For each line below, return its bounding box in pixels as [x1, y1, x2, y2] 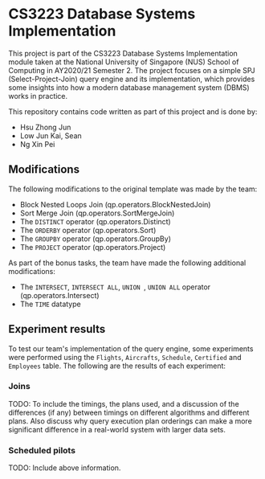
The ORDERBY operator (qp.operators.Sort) [19, 225, 157, 235]
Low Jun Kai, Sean [19, 130, 82, 141]
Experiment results [8, 322, 106, 336]
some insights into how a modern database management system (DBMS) [8, 82, 251, 92]
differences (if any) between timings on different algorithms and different [8, 407, 250, 417]
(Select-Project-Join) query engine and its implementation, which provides [8, 74, 255, 84]
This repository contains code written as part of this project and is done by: [8, 106, 258, 117]
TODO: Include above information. [8, 463, 121, 473]
